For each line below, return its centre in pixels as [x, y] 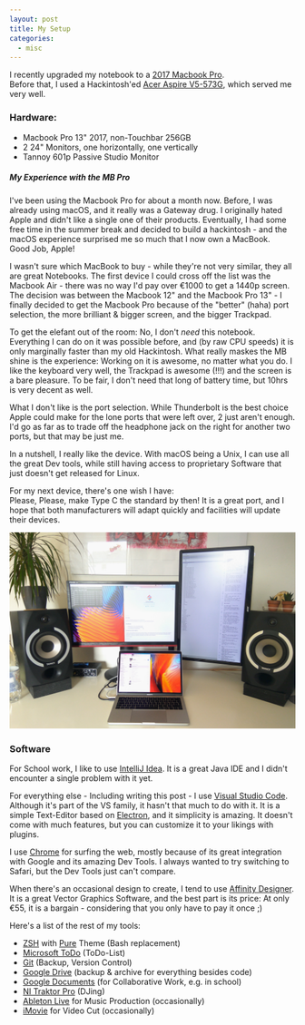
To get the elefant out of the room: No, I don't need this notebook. [133, 332]
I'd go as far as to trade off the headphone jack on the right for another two [150, 426]
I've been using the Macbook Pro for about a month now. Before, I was [141, 200]
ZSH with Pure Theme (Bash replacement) [102, 943]
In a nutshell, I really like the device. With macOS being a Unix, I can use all [149, 454]
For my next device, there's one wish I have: [92, 491]
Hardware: [33, 118]
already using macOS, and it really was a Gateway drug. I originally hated [146, 210]
